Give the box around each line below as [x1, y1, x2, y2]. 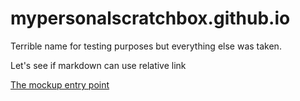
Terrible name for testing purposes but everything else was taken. [10, 40, 282, 52]
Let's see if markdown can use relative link [10, 59, 187, 71]
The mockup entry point [10, 78, 110, 91]
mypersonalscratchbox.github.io [10, 7, 291, 30]
